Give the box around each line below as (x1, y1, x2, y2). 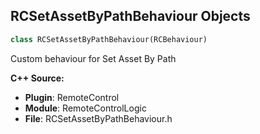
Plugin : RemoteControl (24, 91, 120, 103)
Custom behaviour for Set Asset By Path (10, 52, 177, 64)
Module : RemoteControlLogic (24, 102, 147, 114)
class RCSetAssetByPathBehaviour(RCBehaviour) (10, 34, 208, 44)
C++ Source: (10, 72, 65, 84)
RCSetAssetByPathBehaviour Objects (10, 8, 251, 25)
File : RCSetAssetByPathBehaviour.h (24, 112, 173, 124)
